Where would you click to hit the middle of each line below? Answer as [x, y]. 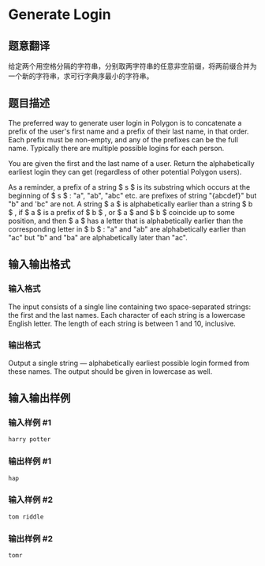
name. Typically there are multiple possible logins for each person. [116, 148]
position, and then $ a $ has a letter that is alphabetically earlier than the [126, 221]
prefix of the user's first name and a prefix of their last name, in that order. [129, 131]
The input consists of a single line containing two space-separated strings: [129, 307]
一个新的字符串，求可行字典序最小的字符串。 [81, 76]
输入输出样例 [39, 398]
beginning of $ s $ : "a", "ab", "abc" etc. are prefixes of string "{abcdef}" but [132, 195]
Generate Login [60, 15]
